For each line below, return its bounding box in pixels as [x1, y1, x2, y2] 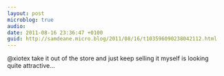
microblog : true [7, 16, 54, 23]
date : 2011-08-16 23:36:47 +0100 [7, 29, 103, 36]
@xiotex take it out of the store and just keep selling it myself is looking [7, 54, 209, 62]
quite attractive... [7, 62, 55, 70]
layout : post [7, 10, 45, 17]
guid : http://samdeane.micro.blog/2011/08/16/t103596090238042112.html [7, 36, 217, 42]
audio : [7, 23, 26, 29]
